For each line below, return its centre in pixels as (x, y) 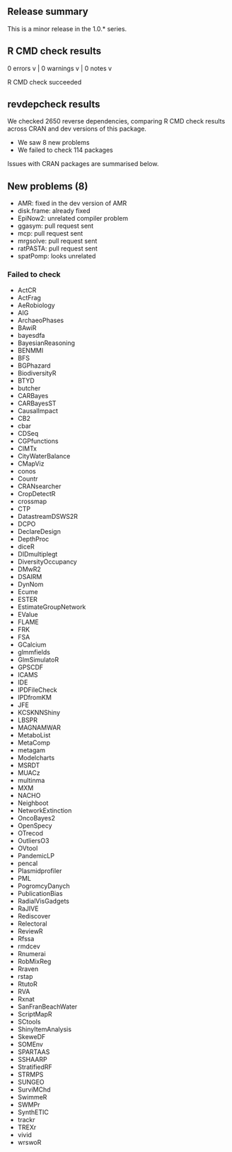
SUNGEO (31, 1082)
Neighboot (33, 803)
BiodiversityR (37, 373)
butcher (29, 388)
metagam (31, 750)
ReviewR (30, 931)
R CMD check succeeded (45, 82)
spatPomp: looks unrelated (57, 256)
